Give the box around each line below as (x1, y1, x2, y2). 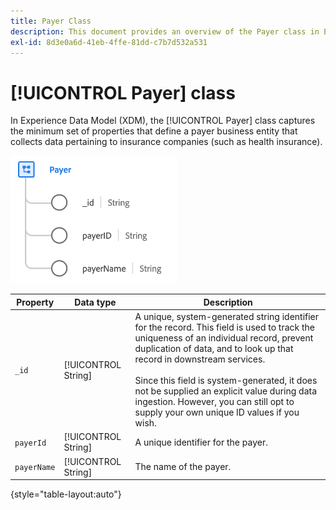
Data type (74, 296, 117, 308)
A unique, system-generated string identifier (134, 311, 320, 323)
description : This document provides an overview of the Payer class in (10, 26, 320, 37)
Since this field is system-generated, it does (134, 375, 318, 387)
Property (16, 296, 55, 308)
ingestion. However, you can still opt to (134, 396, 295, 408)
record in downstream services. (134, 353, 266, 365)
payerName (14, 463, 56, 473)
